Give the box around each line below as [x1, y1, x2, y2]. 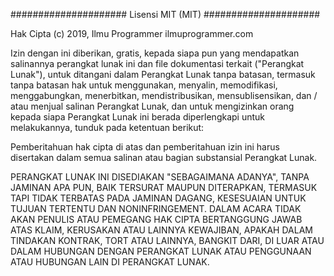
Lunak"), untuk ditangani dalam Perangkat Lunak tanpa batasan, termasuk [10, 69, 316, 80]
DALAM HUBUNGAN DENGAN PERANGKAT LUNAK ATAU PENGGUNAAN [10, 245, 312, 257]
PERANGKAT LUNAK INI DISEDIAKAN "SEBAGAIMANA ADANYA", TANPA [10, 171, 310, 183]
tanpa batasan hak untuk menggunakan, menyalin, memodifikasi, [10, 79, 278, 91]
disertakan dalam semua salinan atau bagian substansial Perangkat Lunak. [10, 152, 318, 163]
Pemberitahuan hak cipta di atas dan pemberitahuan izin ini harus [10, 141, 280, 153]
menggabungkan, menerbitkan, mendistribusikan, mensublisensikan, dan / [10, 90, 318, 101]
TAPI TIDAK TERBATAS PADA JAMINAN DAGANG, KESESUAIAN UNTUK [10, 192, 307, 204]
